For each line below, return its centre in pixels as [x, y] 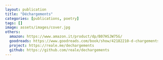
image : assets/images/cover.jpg [38, 28]
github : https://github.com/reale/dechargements [59, 50]
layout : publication [26, 9]
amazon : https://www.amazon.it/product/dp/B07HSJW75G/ [66, 37]
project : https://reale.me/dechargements [52, 45]
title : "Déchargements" [29, 14]
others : [13, 32]
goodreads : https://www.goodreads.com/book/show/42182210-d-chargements [84, 41]
